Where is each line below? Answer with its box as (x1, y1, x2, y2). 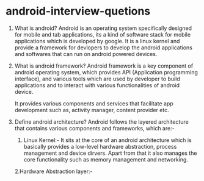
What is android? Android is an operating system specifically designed (14, 24, 192, 32)
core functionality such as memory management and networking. (23, 155, 189, 163)
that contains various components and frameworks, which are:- (14, 124, 175, 132)
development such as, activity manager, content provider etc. (14, 106, 169, 113)
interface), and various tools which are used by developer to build (14, 75, 181, 82)
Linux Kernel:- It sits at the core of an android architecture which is (23, 136, 192, 144)
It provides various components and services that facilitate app (14, 99, 173, 107)
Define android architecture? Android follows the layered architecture (14, 118, 189, 126)
